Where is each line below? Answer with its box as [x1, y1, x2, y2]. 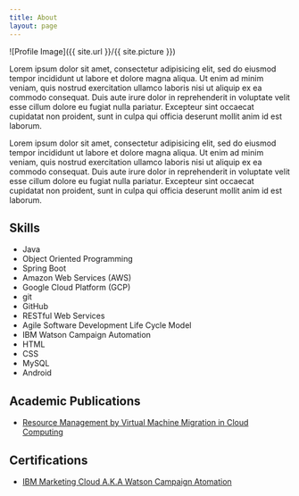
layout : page [9, 21, 58, 30]
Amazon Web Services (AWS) [21, 273, 132, 283]
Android [21, 367, 52, 378]
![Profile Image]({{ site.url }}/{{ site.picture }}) [9, 46, 176, 56]
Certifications [9, 452, 88, 467]
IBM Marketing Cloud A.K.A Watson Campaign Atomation [21, 475, 232, 487]
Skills [9, 220, 40, 235]
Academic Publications [9, 393, 141, 408]
